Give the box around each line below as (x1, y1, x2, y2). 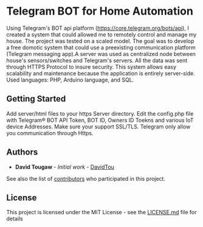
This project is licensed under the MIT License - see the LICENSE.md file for (6, 209, 197, 216)
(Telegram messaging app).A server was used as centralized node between (6, 50, 196, 57)
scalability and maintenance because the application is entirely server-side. (6, 69, 196, 77)
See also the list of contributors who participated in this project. (6, 175, 166, 182)
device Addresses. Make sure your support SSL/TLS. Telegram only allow (6, 123, 191, 130)
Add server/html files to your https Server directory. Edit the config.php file (6, 110, 194, 117)
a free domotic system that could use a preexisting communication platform (6, 44, 196, 51)
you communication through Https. (6, 129, 94, 136)
